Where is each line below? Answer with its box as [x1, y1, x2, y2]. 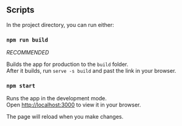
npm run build [6, 36, 48, 43]
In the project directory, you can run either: [6, 21, 114, 28]
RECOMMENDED [6, 49, 49, 56]
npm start [6, 83, 35, 89]
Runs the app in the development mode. [6, 95, 107, 102]
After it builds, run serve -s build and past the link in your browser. [6, 67, 177, 75]
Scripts [6, 5, 35, 15]
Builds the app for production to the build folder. [6, 61, 129, 68]
